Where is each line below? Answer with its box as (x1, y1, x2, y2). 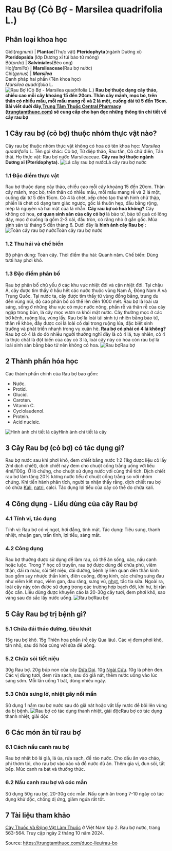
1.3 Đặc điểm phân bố (5, 270, 61, 277)
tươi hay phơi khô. (5, 257, 44, 263)
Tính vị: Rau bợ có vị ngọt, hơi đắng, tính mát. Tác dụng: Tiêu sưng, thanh (5, 527, 161, 533)
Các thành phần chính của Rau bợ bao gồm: (5, 370, 99, 376)
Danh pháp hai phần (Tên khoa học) (5, 76, 81, 82)
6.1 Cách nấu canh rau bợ (5, 743, 69, 750)
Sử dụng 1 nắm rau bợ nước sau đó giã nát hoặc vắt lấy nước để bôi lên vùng (5, 702, 167, 708)
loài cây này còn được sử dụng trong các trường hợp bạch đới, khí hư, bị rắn (5, 584, 166, 590)
